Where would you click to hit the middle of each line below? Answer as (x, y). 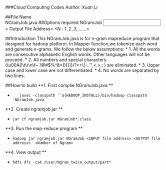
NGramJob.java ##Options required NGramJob (54, 22)
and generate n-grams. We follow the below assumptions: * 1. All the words (83, 49)
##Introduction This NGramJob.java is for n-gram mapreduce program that (82, 38)
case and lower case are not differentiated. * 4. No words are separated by (82, 70)
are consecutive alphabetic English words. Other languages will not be (77, 54)
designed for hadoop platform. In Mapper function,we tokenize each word (81, 44)
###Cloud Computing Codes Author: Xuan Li (51, 7)
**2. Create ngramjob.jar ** (34, 109)
